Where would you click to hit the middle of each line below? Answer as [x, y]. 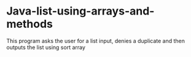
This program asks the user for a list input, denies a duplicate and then [96, 41]
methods [30, 24]
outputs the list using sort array [46, 47]
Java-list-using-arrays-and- [80, 11]
